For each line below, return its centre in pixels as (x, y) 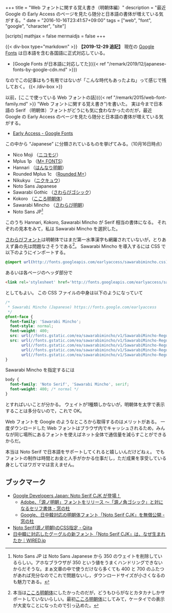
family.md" (17, 104)
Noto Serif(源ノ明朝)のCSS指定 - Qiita (52, 527)
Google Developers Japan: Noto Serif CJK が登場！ (67, 495)
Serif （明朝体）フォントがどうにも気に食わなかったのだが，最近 (84, 110)
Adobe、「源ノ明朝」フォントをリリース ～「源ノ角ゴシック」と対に (92, 502)
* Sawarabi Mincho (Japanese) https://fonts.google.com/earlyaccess (82, 307)
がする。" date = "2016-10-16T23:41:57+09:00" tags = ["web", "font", (79, 20)
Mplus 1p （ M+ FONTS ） (39, 161)
